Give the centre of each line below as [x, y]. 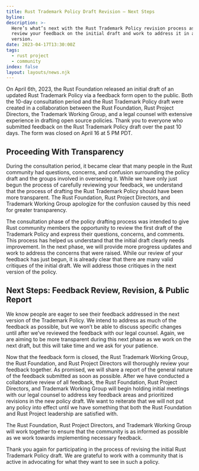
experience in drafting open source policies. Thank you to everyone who [95, 121]
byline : [16, 17]
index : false [22, 67]
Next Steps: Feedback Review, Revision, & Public [98, 291]
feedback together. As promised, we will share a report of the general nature [99, 369]
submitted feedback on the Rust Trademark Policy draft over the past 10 [94, 127]
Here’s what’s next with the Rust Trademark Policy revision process [99, 28]
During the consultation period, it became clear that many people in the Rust [99, 166]
